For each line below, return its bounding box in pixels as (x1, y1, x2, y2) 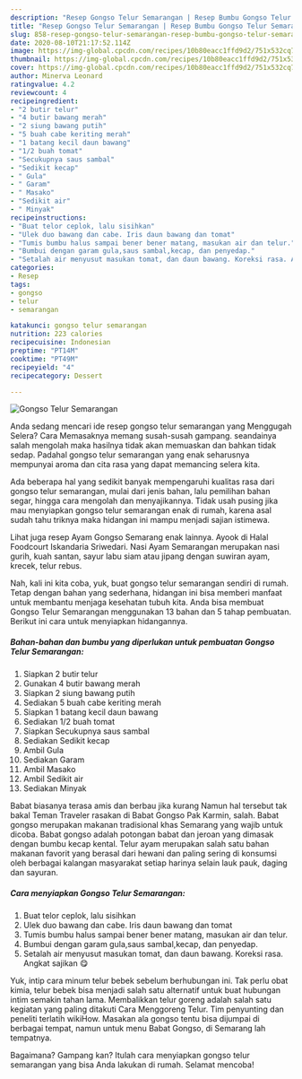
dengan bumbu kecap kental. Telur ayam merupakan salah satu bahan (10, 839, 270, 849)
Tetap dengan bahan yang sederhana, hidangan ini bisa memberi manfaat (10, 587, 283, 598)
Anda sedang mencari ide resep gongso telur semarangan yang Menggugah (10, 421, 292, 431)
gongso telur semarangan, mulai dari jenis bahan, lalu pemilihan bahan (10, 486, 271, 497)
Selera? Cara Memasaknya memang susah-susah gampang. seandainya (10, 431, 277, 441)
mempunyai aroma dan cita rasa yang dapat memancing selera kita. (10, 459, 261, 470)
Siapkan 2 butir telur (22, 669, 99, 680)
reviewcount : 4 (10, 88, 67, 97)
